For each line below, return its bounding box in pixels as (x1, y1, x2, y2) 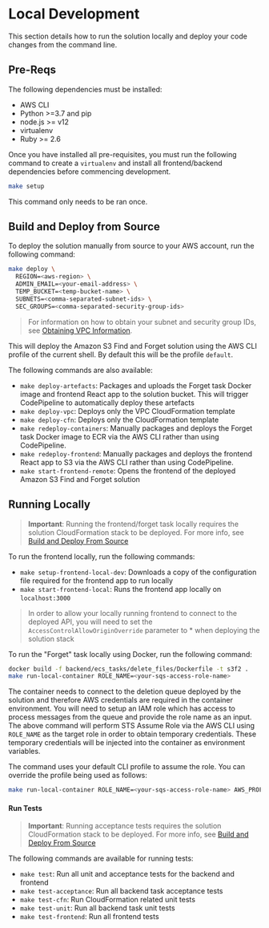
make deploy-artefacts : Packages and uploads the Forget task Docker (19, 380, 252, 390)
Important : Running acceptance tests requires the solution (27, 821, 222, 831)
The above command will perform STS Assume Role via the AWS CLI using (8, 721, 255, 731)
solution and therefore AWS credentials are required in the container (8, 695, 234, 705)
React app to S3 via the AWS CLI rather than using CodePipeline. (19, 457, 234, 467)
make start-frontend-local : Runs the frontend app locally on (19, 584, 222, 594)
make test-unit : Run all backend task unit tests (19, 903, 175, 913)
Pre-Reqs (8, 63, 57, 77)
